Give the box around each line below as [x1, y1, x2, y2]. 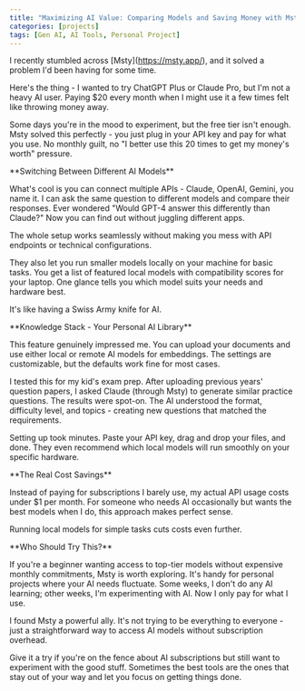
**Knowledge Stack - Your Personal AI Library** [9, 322, 192, 333]
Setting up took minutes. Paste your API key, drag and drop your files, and [9, 433, 286, 444]
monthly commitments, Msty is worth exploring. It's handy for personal [9, 569, 274, 580]
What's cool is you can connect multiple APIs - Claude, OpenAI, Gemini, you [9, 184, 294, 195]
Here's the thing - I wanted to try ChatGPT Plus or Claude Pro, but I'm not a [9, 83, 290, 94]
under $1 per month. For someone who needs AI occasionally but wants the [9, 496, 292, 507]
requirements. [9, 415, 62, 426]
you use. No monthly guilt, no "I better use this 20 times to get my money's [9, 138, 290, 150]
